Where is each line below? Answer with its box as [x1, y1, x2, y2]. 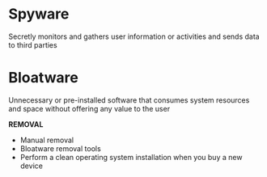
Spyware [8, 5, 70, 23]
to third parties [8, 40, 58, 49]
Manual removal [19, 135, 74, 145]
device [19, 161, 43, 171]
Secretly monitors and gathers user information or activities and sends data [8, 32, 261, 41]
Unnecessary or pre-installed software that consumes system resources [8, 95, 250, 105]
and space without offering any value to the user [8, 103, 171, 113]
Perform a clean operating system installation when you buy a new [19, 152, 243, 162]
